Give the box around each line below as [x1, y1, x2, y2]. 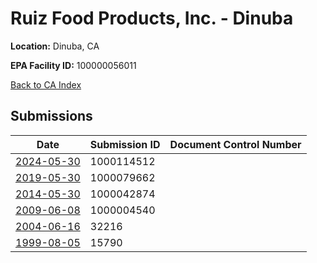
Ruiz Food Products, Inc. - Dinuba [10, 7, 294, 30]
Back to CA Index [10, 78, 82, 91]
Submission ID [89, 137, 161, 151]
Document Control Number [169, 137, 302, 151]
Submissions [10, 108, 93, 125]
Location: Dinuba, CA [10, 40, 100, 52]
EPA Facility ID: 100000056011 [10, 59, 137, 71]
